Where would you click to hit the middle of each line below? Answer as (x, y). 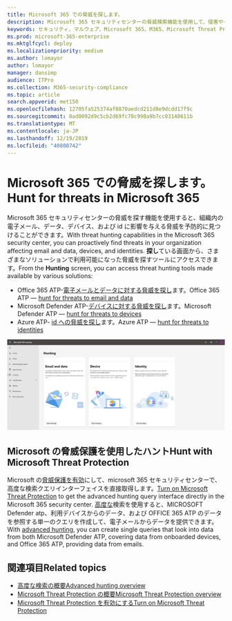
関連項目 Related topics (57, 568)
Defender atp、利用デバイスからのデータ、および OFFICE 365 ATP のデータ (115, 513)
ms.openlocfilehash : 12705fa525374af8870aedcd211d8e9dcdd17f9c (100, 109)
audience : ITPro (30, 80)
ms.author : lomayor (35, 59)
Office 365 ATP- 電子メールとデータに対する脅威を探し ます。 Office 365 (118, 290)
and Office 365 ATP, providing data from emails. (76, 544)
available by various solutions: (50, 276)
